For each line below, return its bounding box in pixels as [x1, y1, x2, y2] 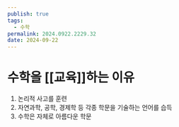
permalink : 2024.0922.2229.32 [7, 30, 97, 38]
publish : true [7, 10, 50, 18]
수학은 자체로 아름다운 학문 [17, 112, 92, 121]
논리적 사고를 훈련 [17, 94, 67, 103]
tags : [7, 17, 23, 24]
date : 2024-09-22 [7, 37, 59, 44]
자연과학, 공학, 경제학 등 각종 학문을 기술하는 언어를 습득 [17, 104, 173, 112]
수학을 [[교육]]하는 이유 [7, 70, 135, 86]
